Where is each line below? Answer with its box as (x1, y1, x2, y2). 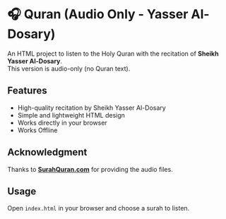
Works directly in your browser (17, 118, 107, 127)
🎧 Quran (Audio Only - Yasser (7, 6, 189, 23)
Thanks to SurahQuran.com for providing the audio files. (7, 165, 173, 173)
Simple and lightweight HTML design (17, 111, 126, 119)
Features (7, 85, 47, 96)
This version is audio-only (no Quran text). (7, 64, 131, 73)
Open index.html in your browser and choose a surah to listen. (7, 204, 190, 213)
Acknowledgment (7, 146, 88, 158)
